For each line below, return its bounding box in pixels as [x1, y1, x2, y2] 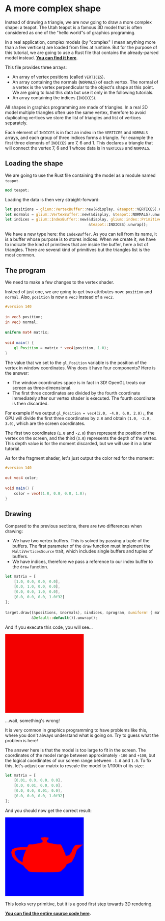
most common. [5, 252, 36, 258]
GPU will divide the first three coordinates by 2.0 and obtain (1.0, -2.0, [5, 415, 151, 421]
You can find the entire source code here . [5, 910, 91, 916]
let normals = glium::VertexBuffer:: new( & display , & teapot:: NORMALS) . [5, 212, 153, 217]
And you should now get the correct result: [5, 808, 92, 813]
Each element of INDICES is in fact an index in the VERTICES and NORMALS [5, 129, 148, 135]
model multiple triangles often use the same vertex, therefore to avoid [5, 109, 146, 115]
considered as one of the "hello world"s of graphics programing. [5, 29, 136, 35]
